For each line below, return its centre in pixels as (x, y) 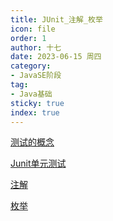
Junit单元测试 (38, 163)
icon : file (33, 29)
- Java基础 (31, 94)
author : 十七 (36, 47)
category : (31, 66)
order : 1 (28, 38)
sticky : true (37, 103)
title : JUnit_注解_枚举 (56, 19)
